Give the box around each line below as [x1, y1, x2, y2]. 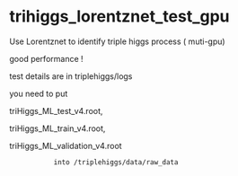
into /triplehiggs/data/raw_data [53, 157, 179, 167]
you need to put [9, 88, 68, 99]
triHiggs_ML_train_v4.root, [9, 123, 106, 134]
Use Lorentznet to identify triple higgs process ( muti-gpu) [9, 36, 226, 47]
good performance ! [9, 53, 84, 64]
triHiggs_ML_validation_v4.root [9, 140, 123, 151]
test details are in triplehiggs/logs [9, 70, 133, 82]
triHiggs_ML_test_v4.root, [9, 105, 103, 116]
